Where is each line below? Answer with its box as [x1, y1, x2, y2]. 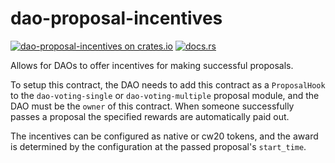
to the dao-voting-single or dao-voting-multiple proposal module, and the [10, 89, 320, 101]
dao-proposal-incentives [10, 7, 223, 30]
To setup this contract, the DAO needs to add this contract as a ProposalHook [10, 78, 326, 91]
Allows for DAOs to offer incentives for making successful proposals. [10, 59, 294, 71]
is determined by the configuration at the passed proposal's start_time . [10, 140, 307, 152]
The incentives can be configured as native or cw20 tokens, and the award [10, 130, 319, 142]
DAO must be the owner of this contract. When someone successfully [10, 100, 295, 112]
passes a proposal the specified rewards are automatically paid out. [10, 110, 290, 122]
